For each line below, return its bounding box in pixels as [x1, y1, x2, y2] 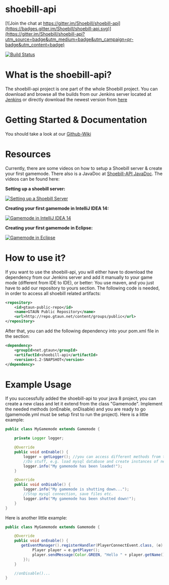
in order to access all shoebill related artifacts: [5, 290, 101, 296]
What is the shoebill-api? [5, 69, 112, 81]
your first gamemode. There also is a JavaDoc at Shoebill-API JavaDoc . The [5, 170, 162, 177]
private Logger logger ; [14, 436, 64, 441]
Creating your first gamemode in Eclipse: [5, 224, 93, 230]
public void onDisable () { [14, 482, 71, 487]
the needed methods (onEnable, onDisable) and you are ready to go [5, 406, 146, 412]
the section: [5, 333, 30, 339]
